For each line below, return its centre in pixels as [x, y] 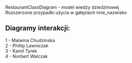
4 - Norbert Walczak [27, 56]
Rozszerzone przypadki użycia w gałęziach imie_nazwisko [66, 12]
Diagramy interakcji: [38, 28]
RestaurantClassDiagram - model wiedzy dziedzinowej [62, 7]
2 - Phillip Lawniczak [27, 45]
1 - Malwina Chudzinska [30, 40]
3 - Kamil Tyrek [21, 51]
